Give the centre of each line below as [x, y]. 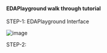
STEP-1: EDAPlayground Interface [48, 21]
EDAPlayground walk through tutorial [53, 8]
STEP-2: [17, 45]
